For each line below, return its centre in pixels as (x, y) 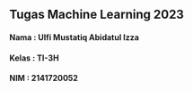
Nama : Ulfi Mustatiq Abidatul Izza (74, 37)
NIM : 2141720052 (44, 78)
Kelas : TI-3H (35, 58)
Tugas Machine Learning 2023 (96, 15)
